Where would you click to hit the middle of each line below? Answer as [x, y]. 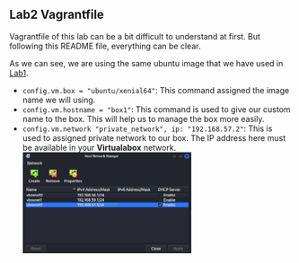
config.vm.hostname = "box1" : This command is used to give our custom [156, 109]
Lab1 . [19, 73]
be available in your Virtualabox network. [99, 147]
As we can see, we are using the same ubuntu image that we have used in [146, 63]
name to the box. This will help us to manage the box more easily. [143, 118]
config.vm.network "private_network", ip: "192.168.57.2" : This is [147, 128]
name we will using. [59, 100]
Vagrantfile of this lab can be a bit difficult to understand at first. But [135, 36]
